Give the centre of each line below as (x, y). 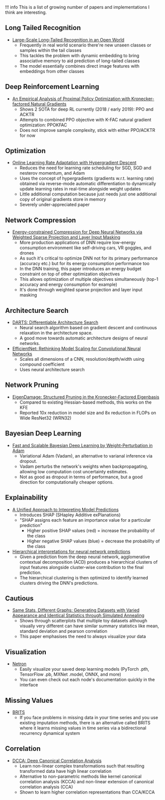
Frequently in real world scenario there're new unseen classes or (85, 45)
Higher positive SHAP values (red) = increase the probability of (91, 531)
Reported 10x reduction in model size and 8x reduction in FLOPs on (88, 413)
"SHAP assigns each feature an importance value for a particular (85, 520)
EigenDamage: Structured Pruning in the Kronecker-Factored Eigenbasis (86, 397)
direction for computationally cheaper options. (67, 482)
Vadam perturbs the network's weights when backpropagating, (84, 466)
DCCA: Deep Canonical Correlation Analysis (57, 761)
